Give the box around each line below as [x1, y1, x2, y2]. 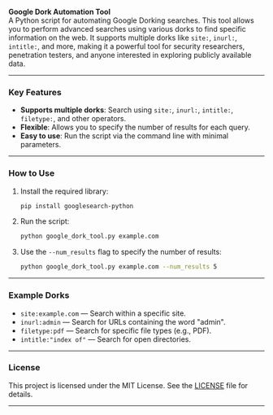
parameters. [19, 140, 62, 150]
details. [8, 389, 33, 399]
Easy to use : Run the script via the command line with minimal [19, 131, 229, 141]
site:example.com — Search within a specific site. [19, 308, 187, 318]
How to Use [8, 168, 55, 179]
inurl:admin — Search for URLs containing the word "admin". [19, 317, 226, 326]
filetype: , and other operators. [19, 114, 127, 124]
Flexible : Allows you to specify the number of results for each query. [19, 122, 250, 133]
